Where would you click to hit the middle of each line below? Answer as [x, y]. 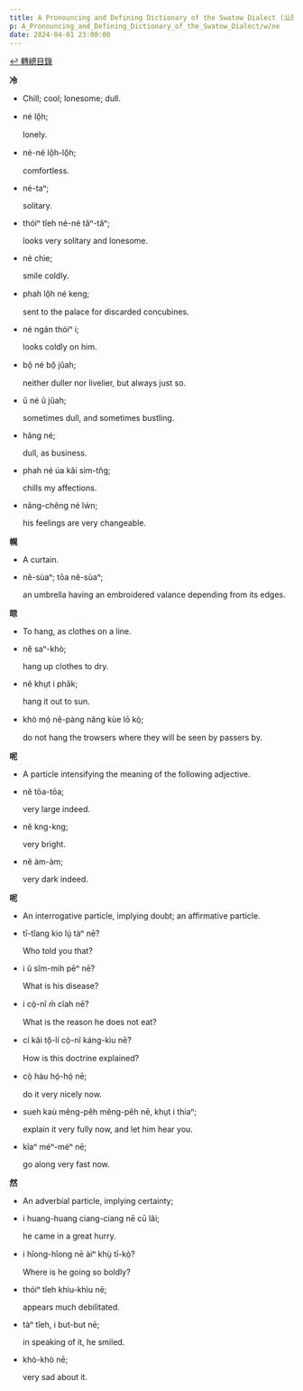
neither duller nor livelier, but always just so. [104, 383]
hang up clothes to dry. [65, 667]
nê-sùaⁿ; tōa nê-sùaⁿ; [63, 577]
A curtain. [41, 560]
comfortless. [46, 171]
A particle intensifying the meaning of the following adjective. [136, 774]
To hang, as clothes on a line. [77, 631]
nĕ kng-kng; [45, 826]
